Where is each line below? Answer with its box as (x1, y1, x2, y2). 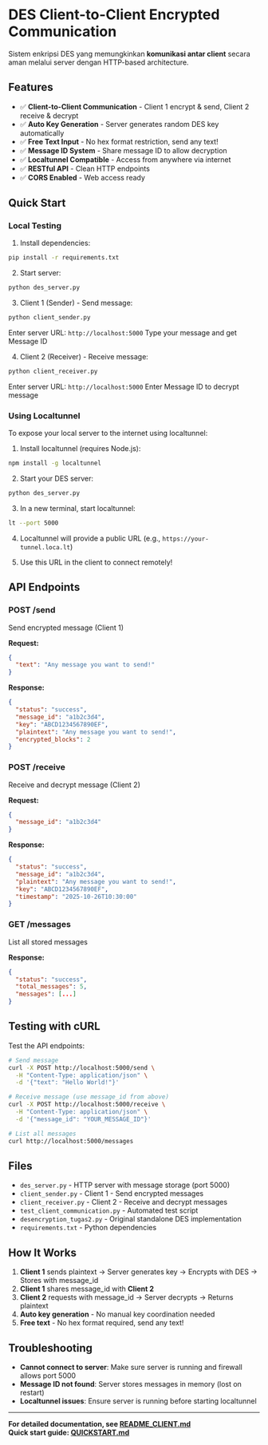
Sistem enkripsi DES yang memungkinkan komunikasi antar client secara (8, 49, 251, 58)
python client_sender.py (8, 314, 91, 322)
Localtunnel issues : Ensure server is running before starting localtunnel (19, 1396, 257, 1406)
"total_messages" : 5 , (15, 983, 88, 991)
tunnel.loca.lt (19, 543, 71, 552)
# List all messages (8, 1130, 77, 1138)
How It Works (8, 1245, 77, 1259)
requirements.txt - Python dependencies (19, 1223, 157, 1233)
